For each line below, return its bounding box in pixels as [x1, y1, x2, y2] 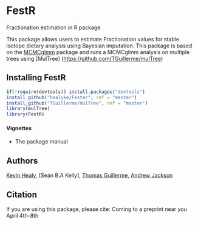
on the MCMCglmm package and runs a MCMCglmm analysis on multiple [6, 48, 190, 55]
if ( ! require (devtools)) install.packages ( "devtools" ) [6, 89, 146, 95]
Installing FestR [6, 72, 66, 83]
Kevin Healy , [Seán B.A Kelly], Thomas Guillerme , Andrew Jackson [6, 171, 173, 179]
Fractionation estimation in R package [6, 24, 101, 31]
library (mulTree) [6, 106, 50, 112]
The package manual [15, 138, 68, 145]
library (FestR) [6, 111, 45, 117]
